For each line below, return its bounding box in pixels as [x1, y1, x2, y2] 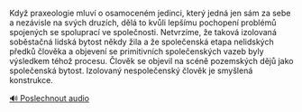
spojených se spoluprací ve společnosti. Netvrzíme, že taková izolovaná [9, 27, 277, 37]
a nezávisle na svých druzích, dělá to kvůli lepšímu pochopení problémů [9, 17, 277, 28]
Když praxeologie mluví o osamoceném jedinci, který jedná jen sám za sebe [9, 8, 291, 18]
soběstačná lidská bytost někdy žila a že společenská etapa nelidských [9, 36, 274, 47]
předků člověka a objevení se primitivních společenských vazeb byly [9, 46, 264, 57]
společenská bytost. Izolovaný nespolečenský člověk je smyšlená [9, 65, 253, 76]
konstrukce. [9, 75, 54, 85]
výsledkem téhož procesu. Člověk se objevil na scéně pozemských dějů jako [9, 56, 294, 66]
